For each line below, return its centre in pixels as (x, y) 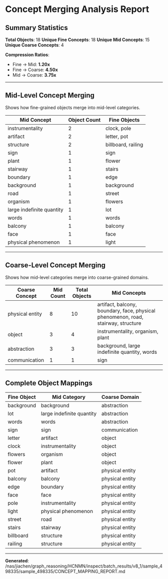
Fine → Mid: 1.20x (31, 64)
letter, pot (117, 136)
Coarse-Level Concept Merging (55, 265)
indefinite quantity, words (127, 352)
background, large (119, 345)
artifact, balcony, (117, 304)
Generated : (17, 561)
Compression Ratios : (27, 55)
